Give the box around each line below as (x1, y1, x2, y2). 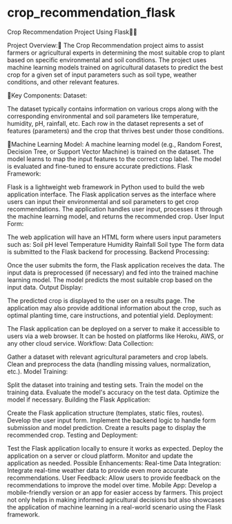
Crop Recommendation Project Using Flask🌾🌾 (7, 28, 137, 36)
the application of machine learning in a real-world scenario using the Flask (7, 503, 222, 511)
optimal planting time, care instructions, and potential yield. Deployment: (7, 311, 213, 319)
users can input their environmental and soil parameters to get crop (7, 197, 199, 205)
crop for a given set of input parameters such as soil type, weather (7, 71, 197, 79)
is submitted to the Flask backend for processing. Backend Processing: (7, 247, 209, 256)
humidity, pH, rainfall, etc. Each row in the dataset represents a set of (7, 119, 204, 127)
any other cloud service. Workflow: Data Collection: (7, 339, 154, 347)
